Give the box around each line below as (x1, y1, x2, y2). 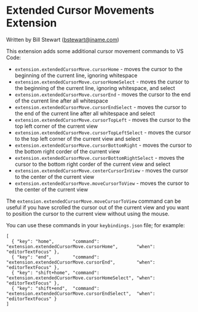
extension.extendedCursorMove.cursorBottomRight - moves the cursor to (14, 141, 192, 149)
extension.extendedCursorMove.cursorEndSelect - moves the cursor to (14, 103, 187, 110)
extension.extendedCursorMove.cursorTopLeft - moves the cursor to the (14, 116, 191, 123)
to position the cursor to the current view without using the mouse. (6, 210, 169, 217)
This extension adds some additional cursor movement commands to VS (6, 47, 184, 54)
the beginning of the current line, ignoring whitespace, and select (14, 84, 175, 91)
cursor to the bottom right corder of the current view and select (14, 160, 171, 168)
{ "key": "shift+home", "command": (11, 270, 100, 276)
